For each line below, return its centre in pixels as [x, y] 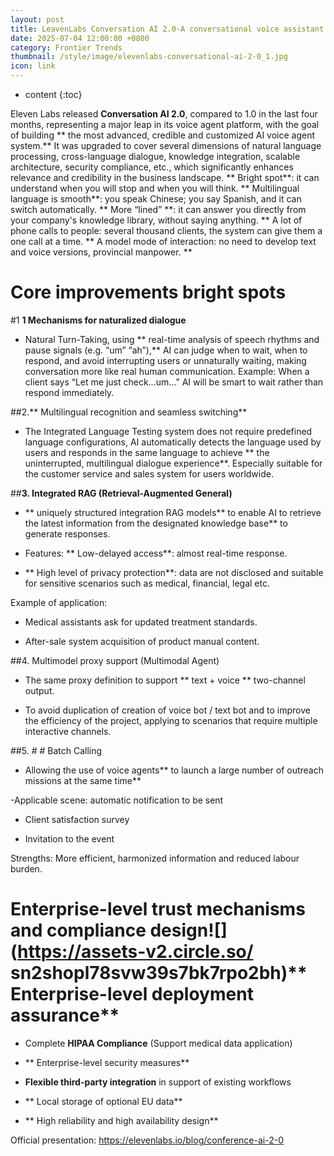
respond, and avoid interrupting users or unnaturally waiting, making [165, 360]
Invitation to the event [69, 838]
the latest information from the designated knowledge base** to [156, 523]
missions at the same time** [83, 780]
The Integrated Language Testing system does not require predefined [168, 431]
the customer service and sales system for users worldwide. [149, 473]
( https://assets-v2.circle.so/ [132, 952]
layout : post [37, 19]
